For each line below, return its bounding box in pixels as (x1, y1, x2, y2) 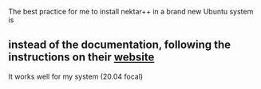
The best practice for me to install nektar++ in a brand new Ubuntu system (8, 7, 254, 16)
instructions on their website (8, 51, 155, 64)
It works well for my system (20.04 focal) (8, 72, 144, 81)
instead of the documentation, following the (8, 38, 231, 52)
